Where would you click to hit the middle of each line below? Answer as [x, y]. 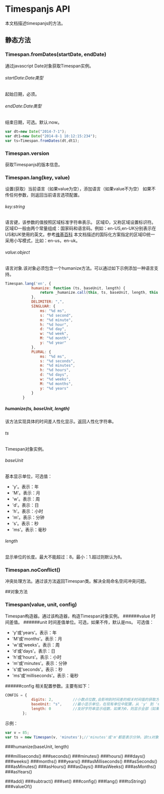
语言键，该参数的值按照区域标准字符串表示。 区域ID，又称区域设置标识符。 [81, 222]
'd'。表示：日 [25, 505]
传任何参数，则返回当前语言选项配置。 [43, 195]
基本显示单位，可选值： [29, 476]
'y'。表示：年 [25, 487]
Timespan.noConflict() [33, 570]
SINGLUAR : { [43, 307]
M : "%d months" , [56, 384]
